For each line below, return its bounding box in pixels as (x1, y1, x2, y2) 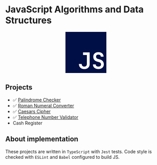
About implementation (5, 135, 78, 143)
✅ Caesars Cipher (12, 108, 51, 114)
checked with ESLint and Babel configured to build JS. (5, 154, 120, 160)
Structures (5, 14, 52, 26)
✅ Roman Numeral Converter (12, 102, 74, 108)
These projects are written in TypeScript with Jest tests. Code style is (5, 148, 152, 155)
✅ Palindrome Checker (12, 97, 61, 103)
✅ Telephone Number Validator (12, 114, 79, 120)
